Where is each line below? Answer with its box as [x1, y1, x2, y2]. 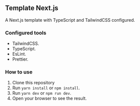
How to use [5, 69, 33, 75]
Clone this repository [12, 80, 55, 86]
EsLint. [12, 51, 26, 57]
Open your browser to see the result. [12, 96, 87, 102]
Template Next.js [5, 4, 58, 12]
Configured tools [5, 29, 47, 36]
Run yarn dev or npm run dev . [12, 90, 71, 96]
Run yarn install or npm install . [12, 85, 80, 91]
